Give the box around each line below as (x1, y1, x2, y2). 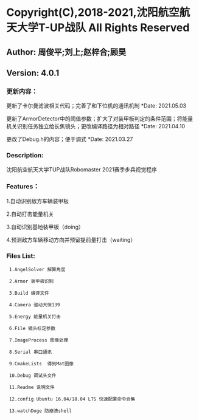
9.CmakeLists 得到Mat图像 (9, 361, 74, 367)
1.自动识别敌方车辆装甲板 (6, 197, 69, 204)
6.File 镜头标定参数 (9, 326, 56, 332)
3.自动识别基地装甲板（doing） (6, 223, 84, 230)
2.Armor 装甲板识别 (9, 278, 54, 284)
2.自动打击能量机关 (6, 210, 54, 218)
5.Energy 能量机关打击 (9, 314, 61, 320)
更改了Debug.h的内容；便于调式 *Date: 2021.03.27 (6, 136, 133, 143)
